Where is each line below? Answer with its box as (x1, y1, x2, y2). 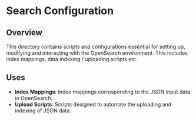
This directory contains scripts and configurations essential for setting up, (6, 43, 185, 50)
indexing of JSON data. (14, 107, 72, 114)
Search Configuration (6, 4, 114, 18)
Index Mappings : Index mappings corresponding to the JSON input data (14, 88, 190, 95)
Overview (6, 28, 43, 38)
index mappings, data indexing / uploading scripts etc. (6, 56, 138, 62)
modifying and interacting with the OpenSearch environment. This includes (6, 49, 188, 56)
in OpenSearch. (14, 94, 53, 101)
